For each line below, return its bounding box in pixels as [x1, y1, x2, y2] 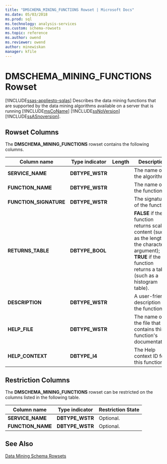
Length [112, 158, 130, 165]
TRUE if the [134, 253, 161, 260]
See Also [5, 440, 33, 448]
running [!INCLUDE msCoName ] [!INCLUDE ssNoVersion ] [5, 108, 120, 114]
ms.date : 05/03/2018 [5, 12, 48, 17]
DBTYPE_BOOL [70, 247, 107, 254]
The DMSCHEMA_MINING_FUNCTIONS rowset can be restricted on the [5, 389, 153, 395]
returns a [134, 266, 156, 273]
